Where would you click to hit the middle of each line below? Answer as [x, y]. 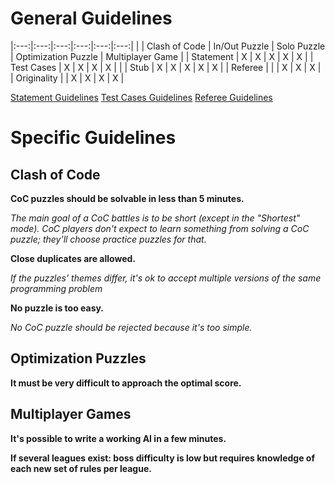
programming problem [56, 288]
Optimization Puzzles [78, 358]
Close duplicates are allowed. [73, 258]
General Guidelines [91, 18]
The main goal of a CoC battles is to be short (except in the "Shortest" [155, 218]
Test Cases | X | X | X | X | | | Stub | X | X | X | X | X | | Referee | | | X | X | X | [166, 67]
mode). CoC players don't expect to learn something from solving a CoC [160, 228]
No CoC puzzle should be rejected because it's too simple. [131, 327]
